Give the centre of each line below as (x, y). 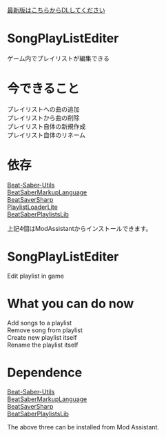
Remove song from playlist (45, 330)
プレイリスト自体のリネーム (46, 135)
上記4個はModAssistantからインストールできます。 (80, 228)
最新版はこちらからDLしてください (56, 10)
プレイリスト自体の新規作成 (46, 126)
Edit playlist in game (35, 276)
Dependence (45, 373)
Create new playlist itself (42, 337)
